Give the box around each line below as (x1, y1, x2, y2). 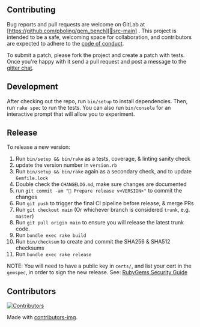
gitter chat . (7, 64, 34, 71)
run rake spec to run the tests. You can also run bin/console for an (7, 104, 171, 111)
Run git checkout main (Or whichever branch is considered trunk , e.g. (15, 206, 190, 214)
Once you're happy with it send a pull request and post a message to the (7, 58, 187, 65)
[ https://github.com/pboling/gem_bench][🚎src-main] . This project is (7, 27, 177, 34)
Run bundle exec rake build (15, 232, 86, 239)
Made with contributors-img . (7, 314, 77, 321)
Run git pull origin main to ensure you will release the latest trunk (15, 219, 184, 226)
